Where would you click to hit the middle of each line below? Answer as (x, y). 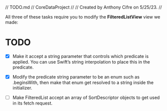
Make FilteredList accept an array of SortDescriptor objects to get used (86, 97)
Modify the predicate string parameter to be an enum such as (76, 77)
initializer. (22, 88)
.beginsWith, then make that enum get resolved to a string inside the (83, 82)
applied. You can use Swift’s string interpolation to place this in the (81, 62)
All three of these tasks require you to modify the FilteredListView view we (83, 17)
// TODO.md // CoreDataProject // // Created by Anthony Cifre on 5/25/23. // (83, 7)
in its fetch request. (32, 103)
